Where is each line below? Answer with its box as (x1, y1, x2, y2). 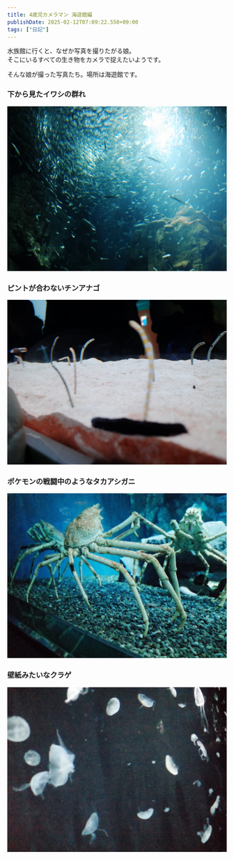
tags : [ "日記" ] (7, 26, 49, 33)
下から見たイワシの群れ (7, 89, 86, 99)
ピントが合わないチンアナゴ (7, 283, 100, 293)
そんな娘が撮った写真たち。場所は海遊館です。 (7, 70, 141, 79)
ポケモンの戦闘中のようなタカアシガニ (7, 476, 136, 486)
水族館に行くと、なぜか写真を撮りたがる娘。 (7, 47, 136, 55)
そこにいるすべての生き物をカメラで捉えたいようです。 (7, 56, 165, 64)
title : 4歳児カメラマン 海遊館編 (7, 11, 93, 18)
